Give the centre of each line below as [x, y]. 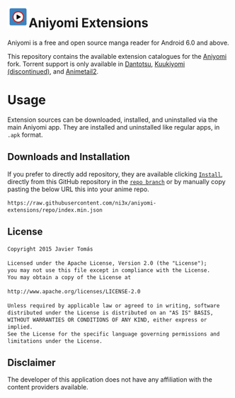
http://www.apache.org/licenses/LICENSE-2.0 [74, 291]
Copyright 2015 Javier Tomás [50, 249]
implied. [20, 327]
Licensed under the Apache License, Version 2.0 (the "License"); [107, 263]
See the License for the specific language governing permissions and [114, 334]
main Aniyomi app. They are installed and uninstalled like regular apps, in [114, 127]
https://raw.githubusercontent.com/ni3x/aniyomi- [82, 203]
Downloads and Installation [69, 157]
